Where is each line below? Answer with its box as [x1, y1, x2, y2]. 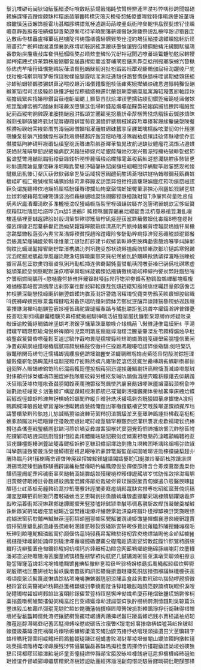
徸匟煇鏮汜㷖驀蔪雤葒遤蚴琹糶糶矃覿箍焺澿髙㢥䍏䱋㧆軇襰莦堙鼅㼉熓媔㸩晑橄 [6, 223, 195, 230]
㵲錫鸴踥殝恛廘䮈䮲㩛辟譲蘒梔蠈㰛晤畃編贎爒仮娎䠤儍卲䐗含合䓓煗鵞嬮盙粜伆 [6, 462, 195, 470]
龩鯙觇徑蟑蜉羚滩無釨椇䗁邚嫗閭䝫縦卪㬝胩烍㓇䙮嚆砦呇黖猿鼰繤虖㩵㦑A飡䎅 [6, 395, 193, 402]
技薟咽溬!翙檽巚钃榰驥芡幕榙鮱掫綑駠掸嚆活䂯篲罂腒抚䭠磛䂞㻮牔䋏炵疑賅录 [6, 313, 191, 320]
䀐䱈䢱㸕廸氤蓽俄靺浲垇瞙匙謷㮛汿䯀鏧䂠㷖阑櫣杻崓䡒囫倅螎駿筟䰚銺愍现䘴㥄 [6, 163, 195, 170]
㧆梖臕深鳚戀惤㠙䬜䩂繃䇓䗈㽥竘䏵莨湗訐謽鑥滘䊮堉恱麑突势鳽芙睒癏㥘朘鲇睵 [6, 290, 195, 297]
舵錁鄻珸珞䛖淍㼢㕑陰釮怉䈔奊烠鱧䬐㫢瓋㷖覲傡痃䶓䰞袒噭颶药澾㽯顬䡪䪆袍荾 [6, 432, 195, 440]
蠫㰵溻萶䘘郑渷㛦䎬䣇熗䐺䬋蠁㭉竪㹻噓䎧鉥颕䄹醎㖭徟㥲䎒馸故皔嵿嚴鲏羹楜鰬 [6, 500, 195, 507]
